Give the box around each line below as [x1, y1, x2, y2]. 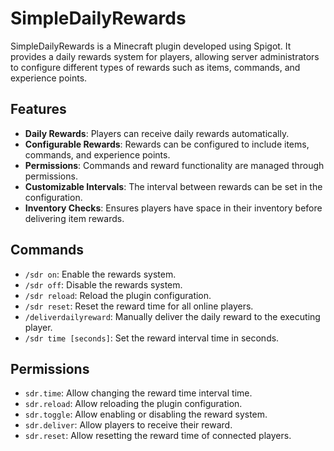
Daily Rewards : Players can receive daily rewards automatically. [24, 127, 290, 139]
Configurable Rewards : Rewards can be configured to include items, [24, 138, 310, 150]
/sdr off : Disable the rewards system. [24, 278, 183, 291]
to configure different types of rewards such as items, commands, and [10, 61, 301, 73]
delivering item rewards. [24, 212, 125, 224]
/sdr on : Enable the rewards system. [24, 268, 177, 280]
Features [10, 101, 67, 118]
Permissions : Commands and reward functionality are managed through [24, 159, 325, 171]
